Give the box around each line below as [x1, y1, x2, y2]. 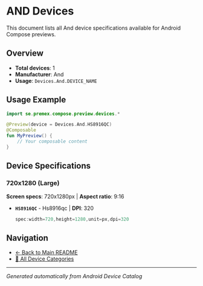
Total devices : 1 [14, 64, 56, 71]
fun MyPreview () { [6, 133, 53, 139]
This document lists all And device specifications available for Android [6, 24, 181, 31]
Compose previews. [6, 30, 56, 37]
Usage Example [6, 95, 66, 105]
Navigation [6, 233, 48, 243]
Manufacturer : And [14, 71, 64, 78]
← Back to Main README [14, 249, 78, 256]
